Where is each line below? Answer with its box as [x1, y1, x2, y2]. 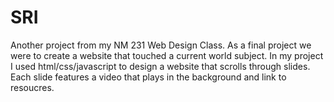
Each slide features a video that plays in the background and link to [10, 71, 287, 83]
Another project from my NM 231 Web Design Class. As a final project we [10, 39, 312, 51]
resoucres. [10, 81, 55, 93]
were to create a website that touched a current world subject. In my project [10, 49, 324, 61]
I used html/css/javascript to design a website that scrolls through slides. [10, 60, 311, 72]
